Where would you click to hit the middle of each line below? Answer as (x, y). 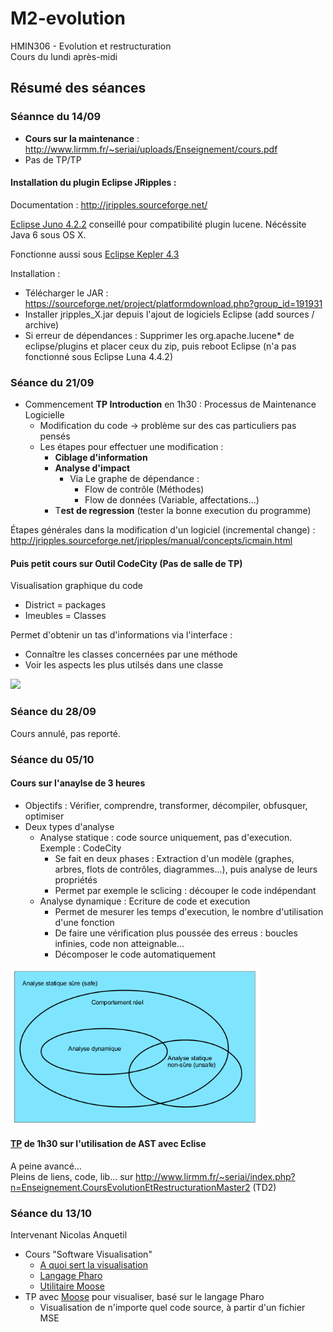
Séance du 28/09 (53, 712)
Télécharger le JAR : (66, 293)
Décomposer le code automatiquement (135, 954)
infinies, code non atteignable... (119, 943)
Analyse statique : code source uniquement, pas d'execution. (166, 837)
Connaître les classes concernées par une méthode (131, 654)
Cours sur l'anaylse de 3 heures (78, 783)
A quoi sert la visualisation (93, 1265)
